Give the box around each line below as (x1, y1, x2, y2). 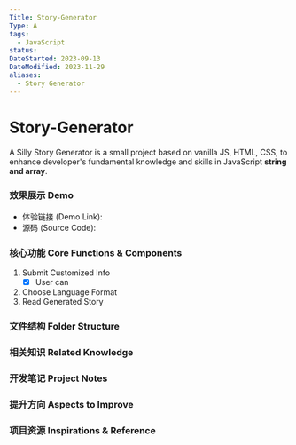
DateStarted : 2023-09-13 (9, 54, 101, 63)
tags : (9, 29, 29, 38)
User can (35, 277, 69, 288)
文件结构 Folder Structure (9, 321, 120, 333)
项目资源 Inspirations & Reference (9, 424, 157, 436)
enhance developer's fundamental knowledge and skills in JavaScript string (9, 156, 287, 167)
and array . (9, 165, 48, 176)
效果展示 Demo (9, 189, 74, 202)
